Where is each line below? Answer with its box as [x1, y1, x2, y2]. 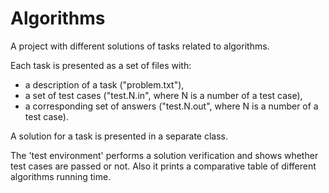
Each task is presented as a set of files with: [10, 59, 192, 71]
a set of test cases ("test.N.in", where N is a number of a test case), [24, 89, 303, 101]
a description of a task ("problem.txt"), [24, 78, 185, 91]
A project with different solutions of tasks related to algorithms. [10, 40, 270, 52]
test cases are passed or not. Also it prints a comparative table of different [10, 160, 317, 172]
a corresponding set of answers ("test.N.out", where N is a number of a [24, 100, 319, 112]
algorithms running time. [10, 170, 112, 182]
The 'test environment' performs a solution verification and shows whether [10, 149, 319, 161]
